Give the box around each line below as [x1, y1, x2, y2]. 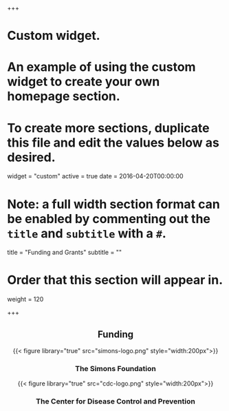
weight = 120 [7, 295, 44, 304]
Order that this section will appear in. [7, 273, 223, 288]
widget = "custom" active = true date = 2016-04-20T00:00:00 [7, 172, 184, 180]
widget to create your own [7, 74, 160, 89]
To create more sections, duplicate [7, 120, 210, 136]
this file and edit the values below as [7, 135, 220, 150]
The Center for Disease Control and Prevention [35, 397, 196, 406]
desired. [7, 149, 56, 165]
